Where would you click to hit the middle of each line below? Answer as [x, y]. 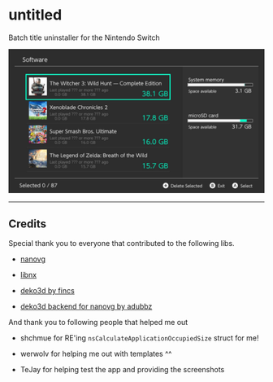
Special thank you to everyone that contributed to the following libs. [121, 244]
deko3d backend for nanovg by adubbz [86, 306]
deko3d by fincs [47, 291]
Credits [28, 224]
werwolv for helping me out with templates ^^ [96, 354]
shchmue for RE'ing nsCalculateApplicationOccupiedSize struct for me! [139, 338]
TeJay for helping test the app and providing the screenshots [122, 370]
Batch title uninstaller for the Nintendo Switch [84, 37]
